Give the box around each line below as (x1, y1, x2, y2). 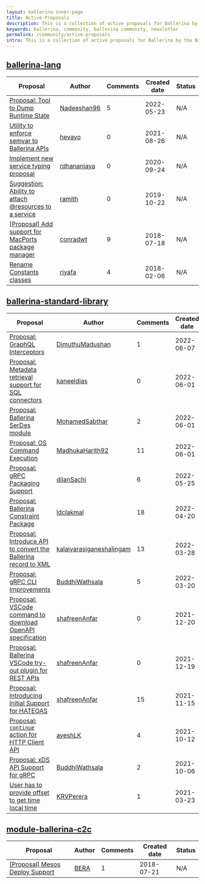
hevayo (60, 133, 81, 141)
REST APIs (9, 673, 40, 682)
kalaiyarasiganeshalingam (56, 544, 131, 553)
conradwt (60, 235, 87, 243)
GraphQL (9, 340, 35, 348)
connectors (9, 395, 43, 404)
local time (9, 803, 38, 812)
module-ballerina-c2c (6, 824, 92, 835)
